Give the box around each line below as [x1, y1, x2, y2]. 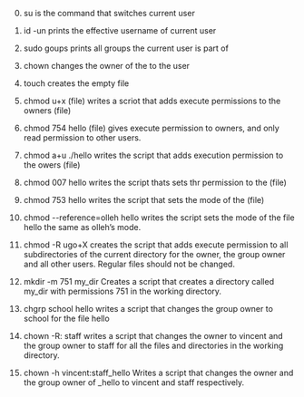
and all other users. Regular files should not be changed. [23, 258, 235, 269]
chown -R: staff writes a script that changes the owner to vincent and [23, 331, 284, 341]
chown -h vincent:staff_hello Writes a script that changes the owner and [23, 367, 294, 378]
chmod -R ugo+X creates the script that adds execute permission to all [23, 239, 289, 250]
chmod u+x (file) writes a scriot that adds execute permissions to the [23, 95, 281, 106]
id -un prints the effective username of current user [23, 25, 217, 35]
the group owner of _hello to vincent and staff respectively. [23, 377, 245, 388]
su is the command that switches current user [23, 8, 196, 18]
